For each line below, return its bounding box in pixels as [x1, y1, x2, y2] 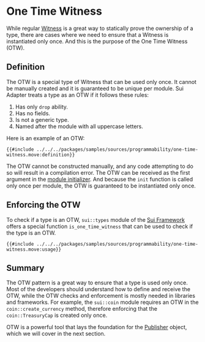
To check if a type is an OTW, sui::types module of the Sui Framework [6, 216, 185, 223]
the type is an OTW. [6, 229, 56, 237]
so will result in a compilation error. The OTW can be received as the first [6, 169, 190, 176]
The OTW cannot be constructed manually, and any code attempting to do [6, 162, 194, 170]
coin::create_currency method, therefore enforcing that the [6, 305, 158, 313]
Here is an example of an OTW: [6, 134, 85, 142]
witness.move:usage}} [6, 246, 62, 253]
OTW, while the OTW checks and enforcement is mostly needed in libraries [6, 292, 196, 300]
